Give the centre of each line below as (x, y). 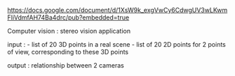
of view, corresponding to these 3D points (68, 52)
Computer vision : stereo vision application (69, 31)
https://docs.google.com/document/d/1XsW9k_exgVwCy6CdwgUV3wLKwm (117, 10)
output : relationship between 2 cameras (66, 65)
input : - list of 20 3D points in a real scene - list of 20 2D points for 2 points (116, 44)
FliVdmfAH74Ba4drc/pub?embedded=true (68, 17)
